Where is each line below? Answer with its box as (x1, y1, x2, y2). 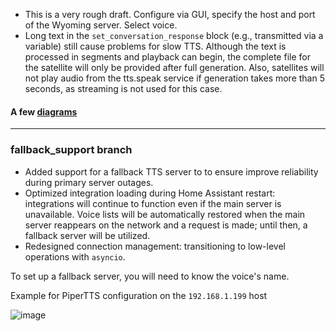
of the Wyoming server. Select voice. (24, 19, 178, 31)
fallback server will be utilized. (24, 229, 151, 241)
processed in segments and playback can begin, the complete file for (24, 51, 311, 63)
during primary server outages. (24, 176, 154, 188)
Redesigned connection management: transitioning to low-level (24, 240, 286, 252)
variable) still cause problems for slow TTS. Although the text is (24, 40, 287, 52)
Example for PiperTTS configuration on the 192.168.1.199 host (10, 289, 268, 301)
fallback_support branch (10, 143, 133, 157)
